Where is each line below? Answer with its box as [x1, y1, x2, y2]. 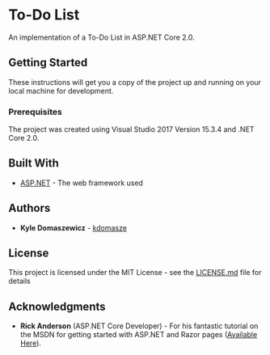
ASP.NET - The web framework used [19, 178, 144, 188]
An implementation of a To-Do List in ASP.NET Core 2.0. [8, 32, 196, 42]
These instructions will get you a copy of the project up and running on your [8, 77, 261, 87]
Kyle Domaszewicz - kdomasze [19, 222, 128, 232]
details [8, 277, 31, 286]
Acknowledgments [8, 299, 107, 313]
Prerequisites [8, 106, 62, 117]
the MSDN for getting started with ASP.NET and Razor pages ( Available [19, 330, 258, 340]
